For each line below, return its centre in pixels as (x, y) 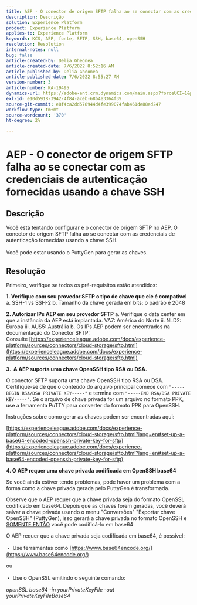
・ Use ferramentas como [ (39, 548)
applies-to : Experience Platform (47, 33)
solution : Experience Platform (44, 22)
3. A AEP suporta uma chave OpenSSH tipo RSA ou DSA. (77, 369)
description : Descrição (35, 17)
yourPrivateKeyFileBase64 (38, 596)
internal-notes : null (33, 50)
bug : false (19, 55)
